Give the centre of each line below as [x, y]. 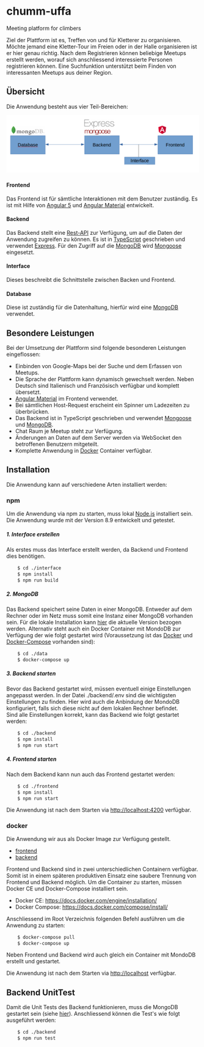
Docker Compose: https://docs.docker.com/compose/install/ [91, 907]
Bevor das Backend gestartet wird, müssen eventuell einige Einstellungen [99, 689]
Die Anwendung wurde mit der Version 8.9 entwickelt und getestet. [91, 520]
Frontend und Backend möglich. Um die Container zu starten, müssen [94, 882]
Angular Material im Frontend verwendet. [67, 398]
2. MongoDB [22, 594]
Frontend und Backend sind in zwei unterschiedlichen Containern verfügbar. [102, 869]
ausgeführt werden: [31, 1020]
